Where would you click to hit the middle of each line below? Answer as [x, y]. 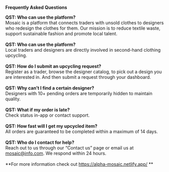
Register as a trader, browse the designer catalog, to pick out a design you [84, 72]
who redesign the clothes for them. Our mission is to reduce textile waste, [83, 28]
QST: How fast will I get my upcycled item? [52, 126]
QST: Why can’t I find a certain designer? [50, 88]
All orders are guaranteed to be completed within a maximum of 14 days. [82, 132]
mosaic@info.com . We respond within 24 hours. [56, 153]
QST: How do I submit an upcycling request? [53, 66]
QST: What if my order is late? [38, 110]
